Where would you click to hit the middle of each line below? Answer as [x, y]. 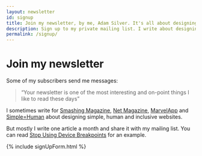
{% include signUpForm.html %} [46, 147]
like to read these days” [50, 99]
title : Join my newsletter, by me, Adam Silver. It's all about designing [102, 23]
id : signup [20, 17]
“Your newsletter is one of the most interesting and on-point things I [105, 92]
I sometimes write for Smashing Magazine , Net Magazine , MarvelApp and [97, 111]
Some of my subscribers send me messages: [62, 81]
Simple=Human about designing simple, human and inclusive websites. [94, 117]
